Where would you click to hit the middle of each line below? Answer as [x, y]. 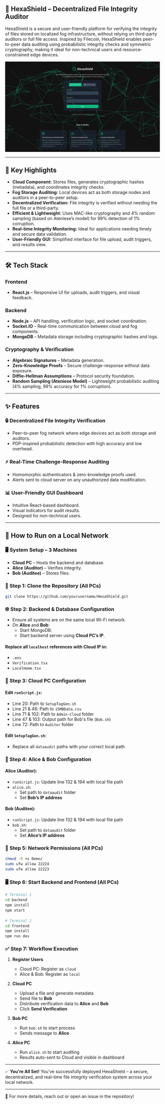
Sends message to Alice [44, 1033]
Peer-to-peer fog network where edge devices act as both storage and [84, 433]
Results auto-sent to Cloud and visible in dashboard [72, 1057]
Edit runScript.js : [24, 692]
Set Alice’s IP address [42, 835]
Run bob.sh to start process [47, 1028]
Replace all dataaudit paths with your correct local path [69, 746]
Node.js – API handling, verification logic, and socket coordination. [80, 321]
